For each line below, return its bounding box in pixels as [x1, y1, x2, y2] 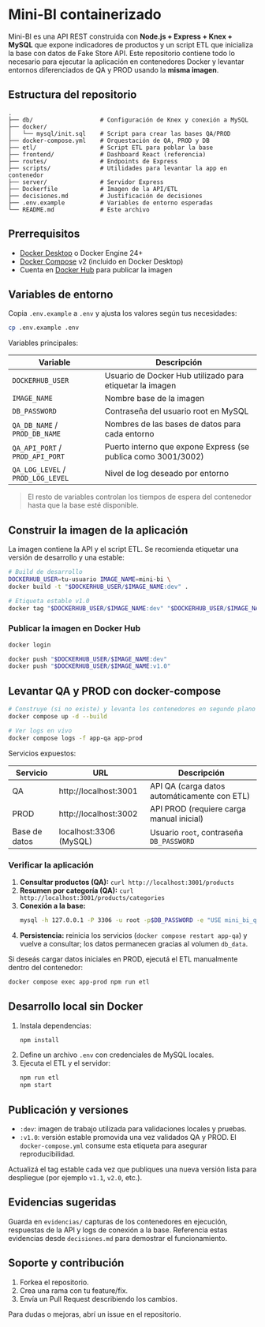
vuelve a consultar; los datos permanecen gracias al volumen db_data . [19, 939, 248, 948]
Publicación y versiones [8, 1103, 129, 1116]
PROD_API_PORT [12, 452, 65, 461]
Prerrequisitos [8, 227, 80, 241]
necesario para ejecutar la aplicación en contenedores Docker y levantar [8, 57, 244, 66]
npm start [19, 1081, 53, 1089]
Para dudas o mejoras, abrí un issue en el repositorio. [8, 1309, 181, 1319]
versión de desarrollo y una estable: [8, 553, 125, 562]
